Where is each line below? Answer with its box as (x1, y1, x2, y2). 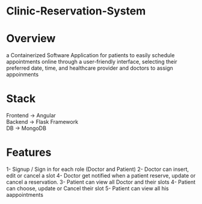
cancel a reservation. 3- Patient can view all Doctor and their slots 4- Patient (6, 179, 196, 185)
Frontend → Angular (6, 112, 56, 119)
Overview (6, 32, 56, 46)
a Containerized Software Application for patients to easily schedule (6, 52, 175, 59)
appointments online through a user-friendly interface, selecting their (6, 58, 177, 66)
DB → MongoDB (6, 125, 47, 132)
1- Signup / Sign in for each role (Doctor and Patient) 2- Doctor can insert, (6, 165, 189, 173)
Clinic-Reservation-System (6, 4, 146, 18)
